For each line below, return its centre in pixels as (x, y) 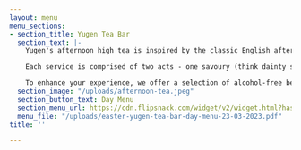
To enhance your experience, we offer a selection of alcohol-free (154, 83)
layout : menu (34, 17)
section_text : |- (50, 42)
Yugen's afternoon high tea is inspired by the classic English (148, 51)
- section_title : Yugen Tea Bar (69, 34)
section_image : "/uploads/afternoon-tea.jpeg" (106, 91)
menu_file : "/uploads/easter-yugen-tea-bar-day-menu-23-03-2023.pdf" (150, 116)
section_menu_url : (52, 108)
